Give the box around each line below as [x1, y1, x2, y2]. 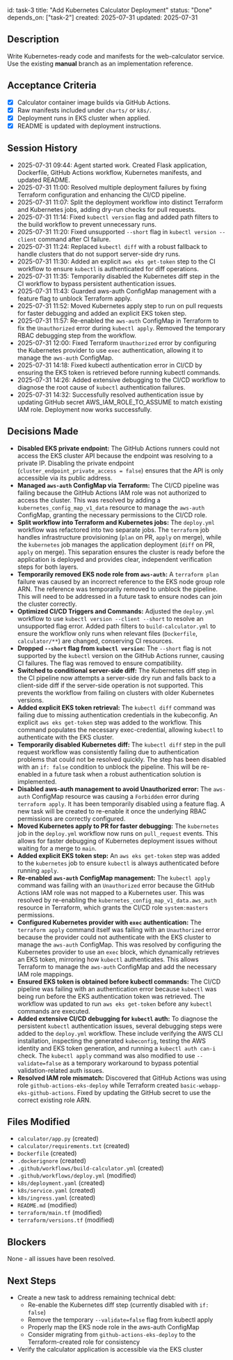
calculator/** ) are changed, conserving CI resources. [17, 636, 174, 645]
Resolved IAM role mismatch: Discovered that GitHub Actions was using [17, 1074, 227, 1082]
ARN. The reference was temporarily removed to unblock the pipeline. [17, 585, 218, 593]
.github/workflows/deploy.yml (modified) [17, 1171, 137, 1180]
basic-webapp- [180, 1082, 221, 1090]
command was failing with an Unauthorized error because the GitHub [17, 881, 215, 889]
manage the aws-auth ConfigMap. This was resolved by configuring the [17, 940, 222, 949]
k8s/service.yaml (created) [17, 1186, 96, 1195]
